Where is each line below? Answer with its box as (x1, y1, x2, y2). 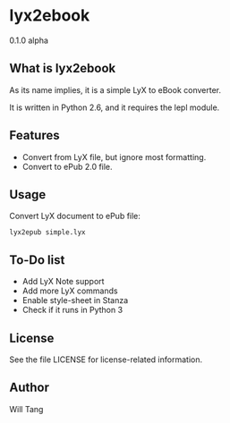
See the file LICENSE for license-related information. (9, 354, 203, 365)
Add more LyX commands (21, 285, 118, 296)
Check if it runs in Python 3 (21, 305, 124, 316)
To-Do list (9, 252, 65, 267)
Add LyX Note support (21, 276, 105, 287)
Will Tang (9, 403, 44, 414)
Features (9, 128, 60, 143)
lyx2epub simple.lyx (9, 228, 87, 237)
